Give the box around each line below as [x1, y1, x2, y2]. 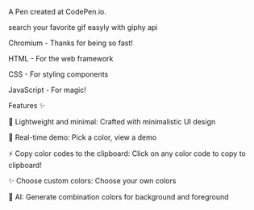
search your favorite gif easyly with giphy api [8, 23, 158, 31]
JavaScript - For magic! [8, 85, 86, 94]
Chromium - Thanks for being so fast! [8, 38, 133, 48]
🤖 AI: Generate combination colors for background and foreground [8, 192, 229, 201]
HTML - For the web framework [8, 54, 114, 63]
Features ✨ [8, 101, 46, 110]
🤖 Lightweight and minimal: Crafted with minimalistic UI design [8, 117, 216, 126]
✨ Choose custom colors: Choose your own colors [8, 176, 177, 185]
